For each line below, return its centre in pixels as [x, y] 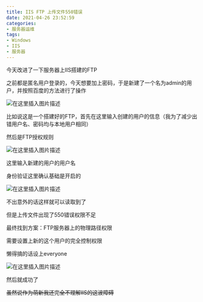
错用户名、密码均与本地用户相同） [49, 124]
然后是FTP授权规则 [30, 137]
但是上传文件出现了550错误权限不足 [51, 215]
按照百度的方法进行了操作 [54, 90]
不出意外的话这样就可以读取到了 [46, 201]
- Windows [19, 40]
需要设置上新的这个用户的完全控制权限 [54, 240]
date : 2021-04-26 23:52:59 [40, 18]
